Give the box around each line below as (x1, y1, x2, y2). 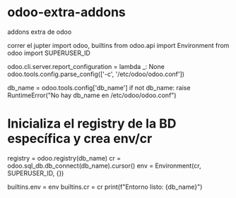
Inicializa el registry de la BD (7, 116, 177, 132)
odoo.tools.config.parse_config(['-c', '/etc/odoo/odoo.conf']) (7, 70, 185, 78)
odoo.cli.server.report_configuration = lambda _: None (7, 62, 165, 70)
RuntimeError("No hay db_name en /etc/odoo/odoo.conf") (7, 91, 177, 99)
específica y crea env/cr (7, 131, 153, 147)
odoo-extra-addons (7, 4, 126, 20)
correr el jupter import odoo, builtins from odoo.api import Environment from (7, 41, 230, 49)
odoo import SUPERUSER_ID (7, 49, 90, 57)
